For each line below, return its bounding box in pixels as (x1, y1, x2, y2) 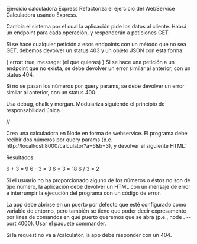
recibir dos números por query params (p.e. (6, 136, 113, 143)
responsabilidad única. (6, 107, 62, 113)
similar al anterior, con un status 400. (6, 89, 96, 96)
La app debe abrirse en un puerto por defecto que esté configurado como (6, 201, 187, 208)
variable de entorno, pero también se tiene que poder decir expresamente (6, 207, 186, 214)
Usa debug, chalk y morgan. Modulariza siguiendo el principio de (6, 100, 165, 107)
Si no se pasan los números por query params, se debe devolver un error (6, 83, 185, 90)
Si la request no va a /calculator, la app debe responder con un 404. (6, 232, 172, 238)
